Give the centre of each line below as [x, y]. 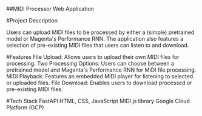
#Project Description [32, 20]
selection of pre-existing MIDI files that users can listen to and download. [98, 45]
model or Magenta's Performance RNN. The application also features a [95, 39]
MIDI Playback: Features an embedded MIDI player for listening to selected [100, 76]
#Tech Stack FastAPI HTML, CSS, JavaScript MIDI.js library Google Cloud [98, 101]
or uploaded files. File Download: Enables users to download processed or [99, 83]
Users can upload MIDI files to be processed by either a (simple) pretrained [100, 32]
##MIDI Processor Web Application [50, 9]
